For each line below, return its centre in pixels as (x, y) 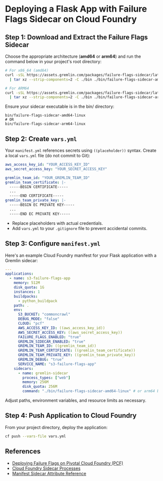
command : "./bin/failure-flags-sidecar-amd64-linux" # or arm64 (89, 391)
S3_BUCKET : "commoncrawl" (44, 315)
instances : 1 (27, 292)
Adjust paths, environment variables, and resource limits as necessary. (76, 400)
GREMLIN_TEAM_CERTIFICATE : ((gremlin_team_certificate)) (77, 350)
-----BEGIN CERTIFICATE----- (39, 187)
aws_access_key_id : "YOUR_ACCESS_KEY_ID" (48, 165)
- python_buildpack (37, 301)
